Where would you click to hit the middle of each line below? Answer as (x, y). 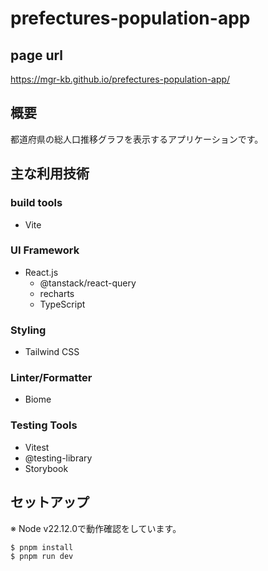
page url (37, 55)
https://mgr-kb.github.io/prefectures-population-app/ (120, 79)
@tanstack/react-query (88, 283)
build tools (36, 203)
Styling (28, 330)
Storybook (46, 468)
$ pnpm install (42, 547)
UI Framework (45, 250)
